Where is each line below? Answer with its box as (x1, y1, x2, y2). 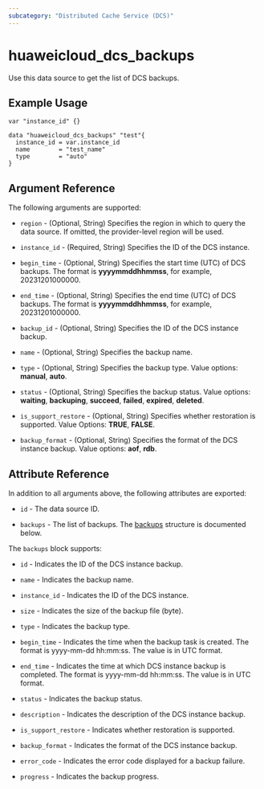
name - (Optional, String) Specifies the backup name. (19, 347, 193, 358)
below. (19, 528, 43, 538)
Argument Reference (8, 182, 116, 195)
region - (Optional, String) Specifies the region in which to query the (19, 219, 246, 228)
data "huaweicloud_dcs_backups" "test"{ (8, 132, 146, 140)
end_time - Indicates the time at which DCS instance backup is (19, 661, 226, 671)
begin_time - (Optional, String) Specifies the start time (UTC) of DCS (19, 258, 246, 268)
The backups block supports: (8, 544, 103, 553)
